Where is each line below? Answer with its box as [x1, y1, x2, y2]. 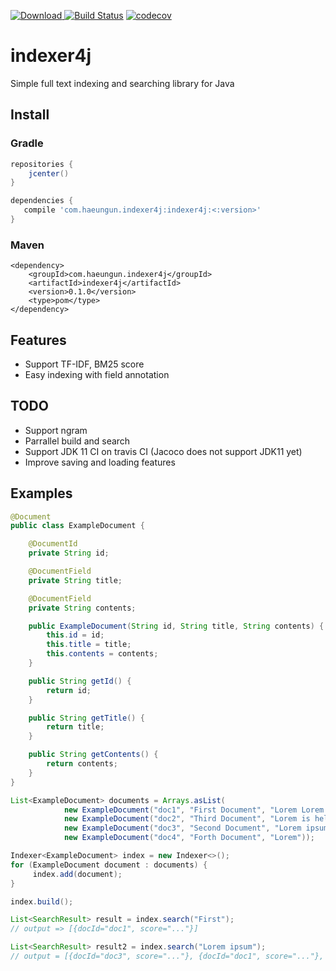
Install [10, 106, 50, 124]
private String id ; [28, 548, 110, 559]
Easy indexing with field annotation [24, 368, 170, 380]
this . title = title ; [46, 640, 132, 650]
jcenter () [28, 168, 70, 179]
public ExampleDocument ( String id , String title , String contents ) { [28, 621, 325, 631]
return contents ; [46, 759, 118, 769]
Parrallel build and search [24, 435, 131, 447]
